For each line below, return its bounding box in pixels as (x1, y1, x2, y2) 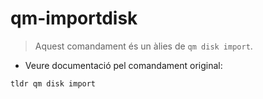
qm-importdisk (10, 7, 138, 30)
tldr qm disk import (10, 78, 97, 89)
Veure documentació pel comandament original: (24, 59, 223, 71)
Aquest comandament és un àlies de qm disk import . (34, 40, 253, 52)
